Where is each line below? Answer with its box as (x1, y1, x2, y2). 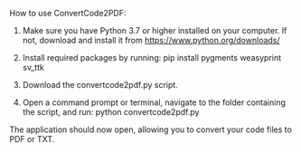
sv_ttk (22, 62, 45, 72)
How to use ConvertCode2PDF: (9, 8, 127, 18)
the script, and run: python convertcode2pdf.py (22, 107, 200, 117)
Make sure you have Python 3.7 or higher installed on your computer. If (22, 25, 287, 35)
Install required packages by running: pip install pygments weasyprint (22, 52, 282, 62)
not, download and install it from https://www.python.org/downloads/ (22, 35, 280, 45)
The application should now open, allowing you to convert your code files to (9, 124, 292, 135)
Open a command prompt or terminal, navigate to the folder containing (22, 97, 287, 108)
